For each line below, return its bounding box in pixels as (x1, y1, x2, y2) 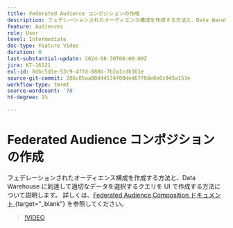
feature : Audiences (7, 23, 64, 30)
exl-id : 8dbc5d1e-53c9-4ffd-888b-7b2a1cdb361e (7, 68, 144, 75)
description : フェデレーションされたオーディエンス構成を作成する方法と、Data (7, 17, 209, 24)
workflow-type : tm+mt (7, 81, 70, 88)
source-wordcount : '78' (7, 87, 76, 94)
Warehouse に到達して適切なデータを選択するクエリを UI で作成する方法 (7, 182, 215, 191)
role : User (7, 29, 39, 37)
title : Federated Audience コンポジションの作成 (7, 10, 140, 17)
